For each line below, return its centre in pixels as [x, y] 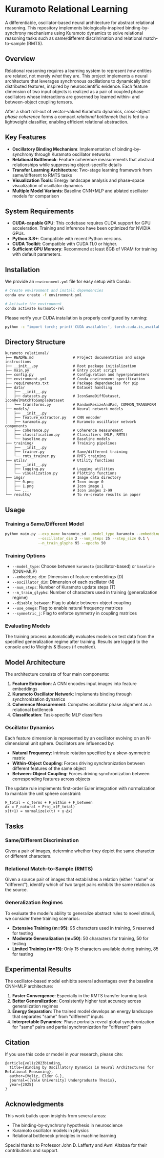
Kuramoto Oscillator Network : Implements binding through [72, 694]
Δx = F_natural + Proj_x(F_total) [40, 807]
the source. [17, 890]
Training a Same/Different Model [44, 524]
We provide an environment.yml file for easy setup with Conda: [68, 282]
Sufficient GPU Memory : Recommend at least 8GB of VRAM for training [84, 249]
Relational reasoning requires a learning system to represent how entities [79, 71]
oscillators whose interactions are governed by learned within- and [72, 97]
